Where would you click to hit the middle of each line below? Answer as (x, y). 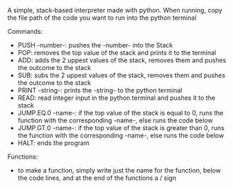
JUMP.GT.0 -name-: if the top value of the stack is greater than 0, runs (121, 128)
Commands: (25, 31)
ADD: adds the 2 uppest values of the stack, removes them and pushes (122, 60)
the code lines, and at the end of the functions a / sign (97, 178)
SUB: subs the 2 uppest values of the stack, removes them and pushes (121, 75)
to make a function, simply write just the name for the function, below (119, 170)
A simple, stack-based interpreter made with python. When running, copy (115, 10)
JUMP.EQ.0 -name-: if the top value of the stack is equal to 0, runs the (120, 113)
